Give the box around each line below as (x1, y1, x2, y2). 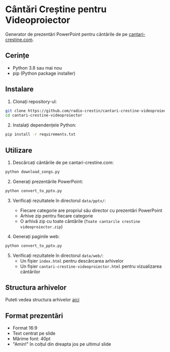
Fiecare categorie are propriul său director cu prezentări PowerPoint (20, 207, 163, 213)
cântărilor (20, 268, 40, 275)
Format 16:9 (12, 325, 38, 331)
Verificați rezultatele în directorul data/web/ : (12, 252, 104, 259)
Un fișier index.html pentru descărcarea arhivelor (20, 258, 124, 264)
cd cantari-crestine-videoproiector (5, 113, 82, 118)
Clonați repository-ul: (12, 98, 57, 105)
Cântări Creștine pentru (5, 4, 107, 15)
